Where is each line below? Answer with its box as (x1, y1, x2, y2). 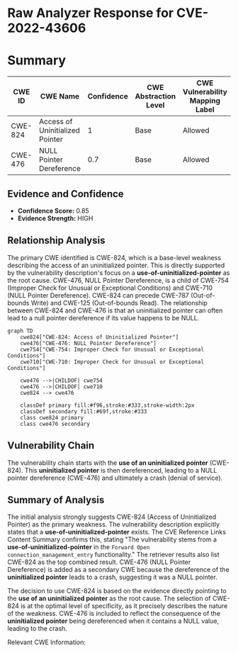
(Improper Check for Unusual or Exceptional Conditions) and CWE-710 (7, 283, 213, 292)
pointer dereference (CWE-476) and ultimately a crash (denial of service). (7, 473, 223, 482)
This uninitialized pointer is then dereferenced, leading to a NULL (24, 466, 217, 474)
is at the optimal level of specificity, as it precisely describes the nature (20, 602, 228, 610)
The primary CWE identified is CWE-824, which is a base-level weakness (7, 253, 222, 262)
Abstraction (135, 91, 176, 101)
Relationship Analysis (7, 235, 106, 247)
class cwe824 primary (20, 414, 84, 421)
